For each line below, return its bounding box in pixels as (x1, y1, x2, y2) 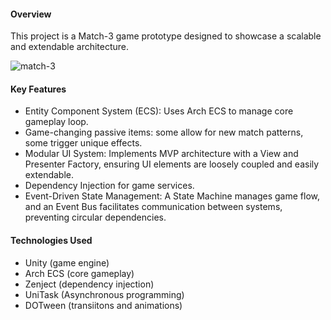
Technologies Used (10, 235, 93, 246)
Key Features (10, 83, 67, 95)
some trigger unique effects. (24, 137, 143, 149)
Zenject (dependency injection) (24, 278, 155, 290)
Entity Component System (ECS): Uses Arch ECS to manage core (24, 105, 294, 117)
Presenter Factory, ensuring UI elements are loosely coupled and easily (24, 158, 320, 170)
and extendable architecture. (10, 41, 130, 53)
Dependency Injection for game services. (24, 180, 195, 192)
